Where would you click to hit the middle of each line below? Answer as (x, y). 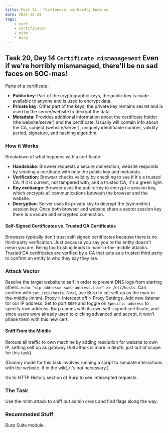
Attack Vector (23, 271)
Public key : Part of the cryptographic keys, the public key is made (81, 95)
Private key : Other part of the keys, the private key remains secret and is (88, 106)
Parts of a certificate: (27, 86)
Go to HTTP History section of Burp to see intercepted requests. (71, 377)
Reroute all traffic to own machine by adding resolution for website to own (81, 342)
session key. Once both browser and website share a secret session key (87, 209)
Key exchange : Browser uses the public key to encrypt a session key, (85, 187)
